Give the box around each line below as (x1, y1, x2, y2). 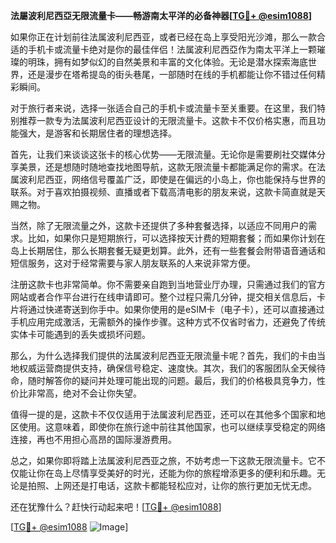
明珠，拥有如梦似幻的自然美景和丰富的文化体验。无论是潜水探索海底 (27, 56, 308, 68)
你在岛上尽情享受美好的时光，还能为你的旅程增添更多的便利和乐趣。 (36, 467, 317, 479)
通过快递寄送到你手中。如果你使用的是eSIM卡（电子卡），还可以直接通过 (27, 304, 325, 315)
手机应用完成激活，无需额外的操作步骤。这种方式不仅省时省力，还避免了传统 (10, 316, 326, 328)
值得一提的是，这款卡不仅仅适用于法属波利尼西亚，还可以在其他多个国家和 (10, 409, 317, 420)
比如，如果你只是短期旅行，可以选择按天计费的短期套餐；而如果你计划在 (27, 232, 326, 244)
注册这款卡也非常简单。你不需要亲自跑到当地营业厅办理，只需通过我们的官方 (10, 279, 326, 290)
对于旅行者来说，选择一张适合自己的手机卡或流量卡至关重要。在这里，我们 (10, 102, 317, 114)
